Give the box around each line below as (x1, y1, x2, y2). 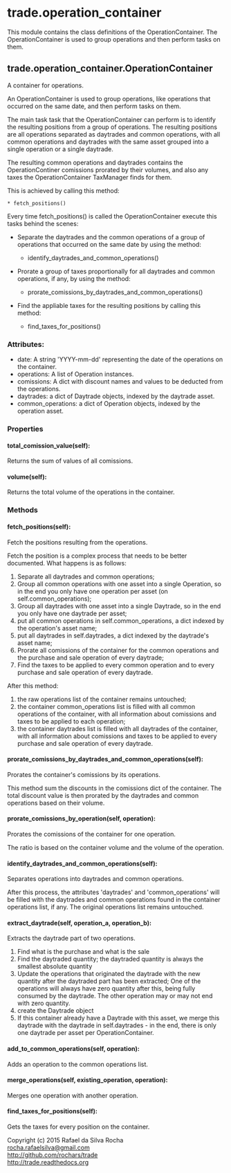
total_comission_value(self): (7, 441, 91, 449)
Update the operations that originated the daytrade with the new (17, 970, 201, 978)
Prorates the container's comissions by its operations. (7, 770, 160, 778)
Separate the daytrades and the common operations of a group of (17, 232, 205, 241)
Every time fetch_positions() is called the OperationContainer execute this (7, 212, 217, 220)
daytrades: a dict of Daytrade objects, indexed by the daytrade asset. (17, 392, 215, 400)
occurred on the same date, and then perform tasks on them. (7, 102, 181, 110)
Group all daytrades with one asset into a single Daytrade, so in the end (17, 601, 221, 610)
